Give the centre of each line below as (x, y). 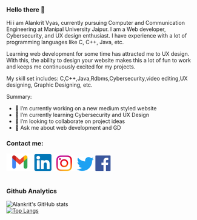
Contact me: (25, 144)
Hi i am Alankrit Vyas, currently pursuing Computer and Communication (95, 23)
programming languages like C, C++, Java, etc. (65, 42)
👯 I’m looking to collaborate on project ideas (70, 121)
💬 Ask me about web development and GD (68, 128)
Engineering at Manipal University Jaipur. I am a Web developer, (86, 29)
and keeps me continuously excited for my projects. (71, 67)
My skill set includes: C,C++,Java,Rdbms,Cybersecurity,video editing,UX (97, 79)
